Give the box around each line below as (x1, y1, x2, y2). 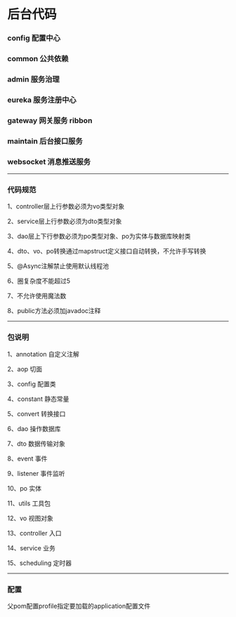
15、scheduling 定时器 (7, 559, 72, 567)
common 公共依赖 (7, 54, 69, 64)
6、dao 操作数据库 (7, 424, 61, 432)
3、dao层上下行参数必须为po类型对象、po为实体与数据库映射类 (7, 232, 191, 241)
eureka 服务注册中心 (7, 95, 77, 105)
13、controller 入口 (7, 529, 62, 537)
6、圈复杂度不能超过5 (7, 277, 70, 285)
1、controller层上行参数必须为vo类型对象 (7, 202, 125, 211)
